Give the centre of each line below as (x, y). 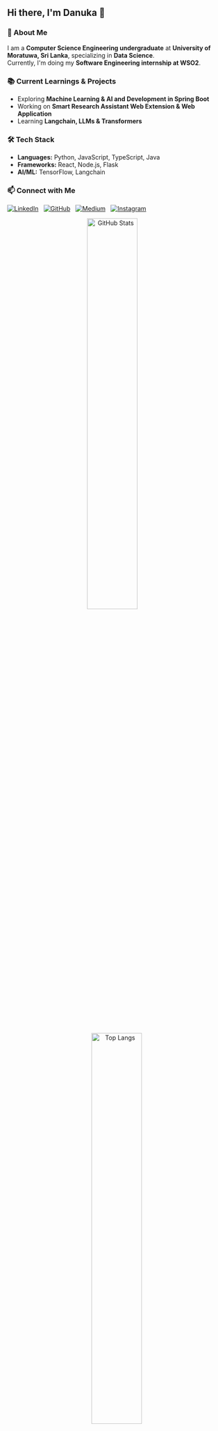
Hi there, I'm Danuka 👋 (56, 13)
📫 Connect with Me (41, 191)
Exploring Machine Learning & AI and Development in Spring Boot (113, 99)
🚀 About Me (27, 33)
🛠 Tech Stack (31, 139)
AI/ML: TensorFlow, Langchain (61, 172)
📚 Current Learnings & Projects (62, 81)
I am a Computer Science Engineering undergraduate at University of (109, 48)
